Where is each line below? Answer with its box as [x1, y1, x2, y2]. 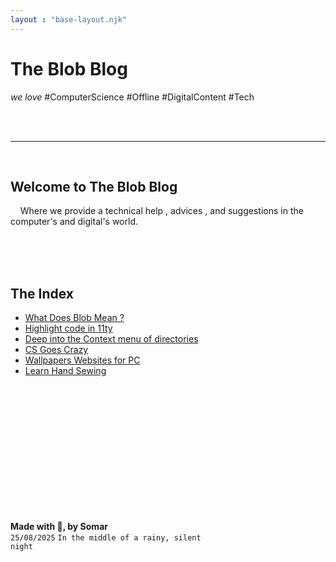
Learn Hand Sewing [24, 365, 107, 377]
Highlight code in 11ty [24, 322, 113, 335]
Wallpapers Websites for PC [24, 354, 141, 366]
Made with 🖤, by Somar [10, 521, 108, 533]
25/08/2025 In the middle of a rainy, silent [10, 533, 202, 543]
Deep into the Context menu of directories [24, 333, 199, 345]
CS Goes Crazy [24, 344, 89, 356]
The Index [10, 285, 75, 302]
